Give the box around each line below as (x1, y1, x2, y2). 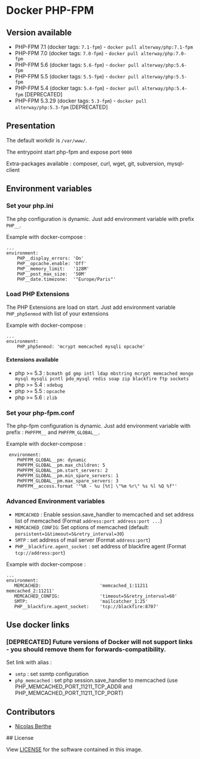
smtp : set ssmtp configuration (14, 670, 89, 678)
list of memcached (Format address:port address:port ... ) (14, 517, 162, 524)
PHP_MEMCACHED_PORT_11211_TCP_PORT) (14, 690, 124, 697)
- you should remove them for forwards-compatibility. (6, 645, 167, 653)
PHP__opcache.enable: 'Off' (17, 260, 87, 266)
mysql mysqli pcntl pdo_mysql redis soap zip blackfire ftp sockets (14, 376, 189, 382)
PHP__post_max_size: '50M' (17, 271, 87, 277)
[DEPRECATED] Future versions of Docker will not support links (6, 637, 193, 646)
